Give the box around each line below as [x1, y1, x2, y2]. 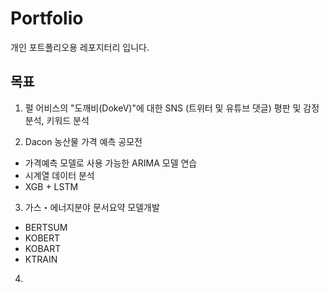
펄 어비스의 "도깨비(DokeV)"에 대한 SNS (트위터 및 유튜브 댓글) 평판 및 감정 [24, 102, 320, 114]
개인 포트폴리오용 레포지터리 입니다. [10, 41, 150, 53]
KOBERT [24, 232, 61, 244]
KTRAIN [24, 253, 58, 265]
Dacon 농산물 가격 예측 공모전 [24, 135, 143, 147]
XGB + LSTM [24, 180, 79, 192]
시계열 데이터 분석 [24, 169, 95, 181]
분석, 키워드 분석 [24, 114, 90, 126]
